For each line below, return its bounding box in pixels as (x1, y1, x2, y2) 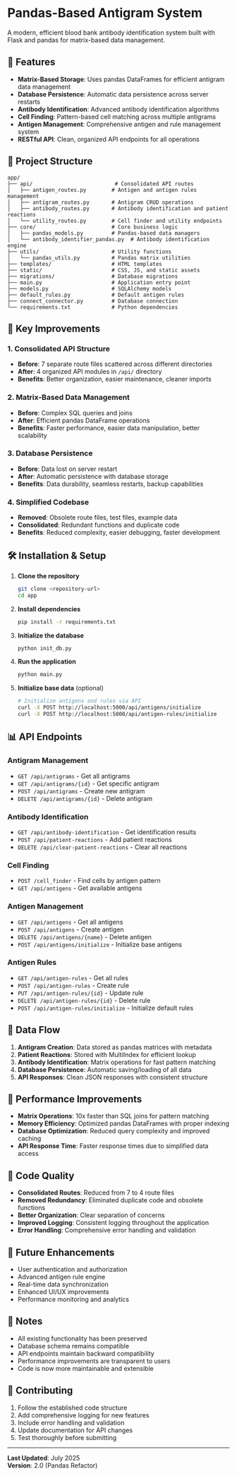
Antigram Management (7, 756, 89, 766)
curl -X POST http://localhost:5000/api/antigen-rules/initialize (17, 711, 217, 718)
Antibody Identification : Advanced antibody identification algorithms (17, 104, 220, 114)
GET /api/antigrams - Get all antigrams (17, 771, 130, 780)
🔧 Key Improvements (7, 322, 101, 334)
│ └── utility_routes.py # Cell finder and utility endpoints (7, 217, 222, 224)
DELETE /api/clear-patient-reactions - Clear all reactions (17, 843, 188, 851)
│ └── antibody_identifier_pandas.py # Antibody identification (7, 236, 210, 243)
